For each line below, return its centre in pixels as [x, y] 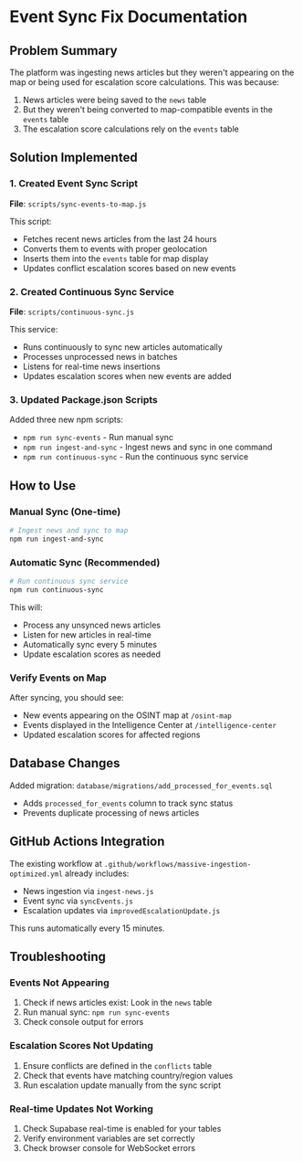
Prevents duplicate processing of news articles [111, 813]
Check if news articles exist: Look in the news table [117, 1003]
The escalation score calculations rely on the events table [131, 129]
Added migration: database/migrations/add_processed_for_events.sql [141, 785]
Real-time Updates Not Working [81, 1109]
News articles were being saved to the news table [115, 100]
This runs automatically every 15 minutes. [88, 928]
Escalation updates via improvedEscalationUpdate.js [121, 910]
